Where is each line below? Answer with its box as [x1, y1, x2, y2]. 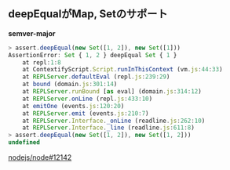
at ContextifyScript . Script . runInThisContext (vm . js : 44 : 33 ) [22, 66, 223, 74]
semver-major [8, 28, 56, 38]
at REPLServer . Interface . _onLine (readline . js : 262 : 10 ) [22, 117, 206, 125]
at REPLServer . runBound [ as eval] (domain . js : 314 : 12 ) [22, 88, 202, 96]
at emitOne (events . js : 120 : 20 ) [22, 102, 125, 110]
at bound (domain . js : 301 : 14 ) [22, 81, 118, 89]
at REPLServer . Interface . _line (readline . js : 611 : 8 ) [22, 124, 195, 132]
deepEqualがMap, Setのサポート [8, 7, 168, 21]
